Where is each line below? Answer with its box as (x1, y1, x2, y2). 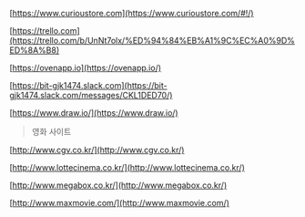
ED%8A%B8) (9, 45, 60, 56)
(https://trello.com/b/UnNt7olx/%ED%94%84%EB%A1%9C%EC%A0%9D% (9, 36, 296, 46)
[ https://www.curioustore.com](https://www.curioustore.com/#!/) (9, 8, 254, 18)
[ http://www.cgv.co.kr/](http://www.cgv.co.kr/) (9, 145, 185, 155)
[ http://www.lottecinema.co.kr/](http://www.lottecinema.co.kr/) (9, 162, 246, 172)
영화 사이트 (31, 127, 72, 137)
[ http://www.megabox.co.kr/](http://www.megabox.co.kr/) (9, 180, 228, 191)
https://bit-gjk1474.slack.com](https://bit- (12, 80, 168, 90)
